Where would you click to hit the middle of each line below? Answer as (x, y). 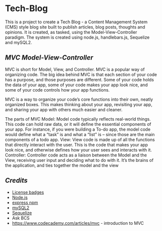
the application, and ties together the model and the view (62, 165)
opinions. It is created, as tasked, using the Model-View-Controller (71, 32)
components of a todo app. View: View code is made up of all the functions (80, 139)
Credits (16, 180)
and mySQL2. (19, 42)
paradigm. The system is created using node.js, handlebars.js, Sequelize (77, 37)
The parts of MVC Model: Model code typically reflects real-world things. (78, 119)
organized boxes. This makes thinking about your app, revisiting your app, (79, 104)
